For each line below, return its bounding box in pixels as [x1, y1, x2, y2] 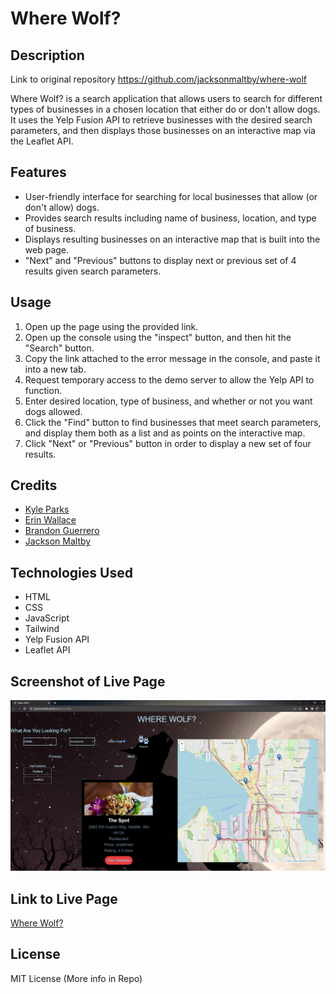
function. [24, 384, 63, 396]
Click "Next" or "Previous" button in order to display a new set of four [24, 437, 312, 449]
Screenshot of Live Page [10, 673, 166, 690]
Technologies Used [10, 564, 133, 581]
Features [10, 164, 67, 181]
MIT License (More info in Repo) [10, 972, 143, 984]
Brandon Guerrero [24, 525, 100, 537]
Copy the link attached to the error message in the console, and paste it [24, 352, 321, 364]
